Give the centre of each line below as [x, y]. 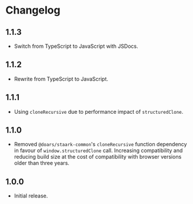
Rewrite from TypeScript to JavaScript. [61, 79]
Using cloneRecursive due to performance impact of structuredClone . [99, 111]
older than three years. [42, 163]
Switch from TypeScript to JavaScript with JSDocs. [76, 46]
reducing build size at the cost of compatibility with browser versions [98, 157]
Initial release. [31, 196]
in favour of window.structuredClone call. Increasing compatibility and [98, 150]
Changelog [33, 10]
